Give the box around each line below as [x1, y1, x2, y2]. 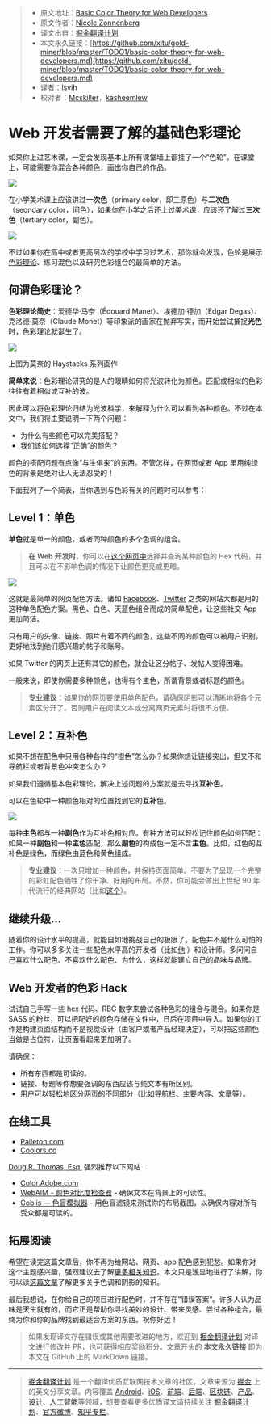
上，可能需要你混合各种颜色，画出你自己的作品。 [8, 162, 171, 172]
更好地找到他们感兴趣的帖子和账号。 [8, 641, 129, 651]
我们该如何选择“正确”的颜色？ [19, 440, 119, 450]
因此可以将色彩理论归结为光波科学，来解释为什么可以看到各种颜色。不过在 [8, 403, 256, 413]
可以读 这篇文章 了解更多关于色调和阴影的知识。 [8, 1277, 164, 1287]
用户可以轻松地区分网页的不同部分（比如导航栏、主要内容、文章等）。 [19, 1089, 250, 1098]
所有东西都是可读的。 [19, 1068, 91, 1078]
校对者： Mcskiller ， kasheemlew [40, 93, 148, 102]
